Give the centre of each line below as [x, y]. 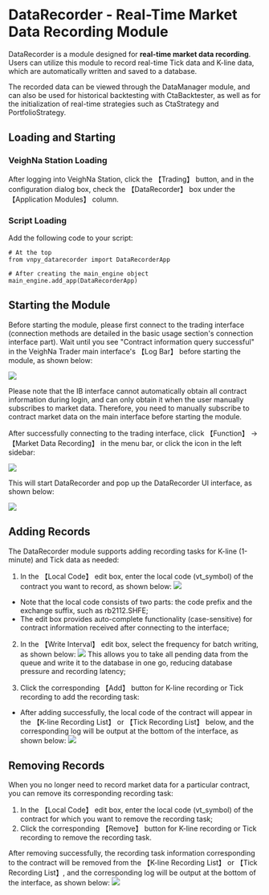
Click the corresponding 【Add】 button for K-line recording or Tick [132, 688]
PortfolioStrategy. [37, 112]
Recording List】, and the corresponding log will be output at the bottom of [132, 873]
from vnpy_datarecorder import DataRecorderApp [90, 260]
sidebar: [22, 452]
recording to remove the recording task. [86, 838]
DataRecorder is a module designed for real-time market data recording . [130, 54]
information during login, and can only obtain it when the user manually [126, 399]
